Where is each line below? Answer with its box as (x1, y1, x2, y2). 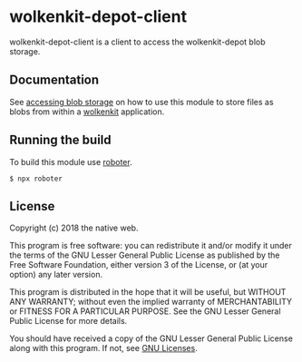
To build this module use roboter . (9, 156, 133, 167)
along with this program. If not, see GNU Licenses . (9, 343, 198, 354)
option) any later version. (9, 269, 102, 280)
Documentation (9, 73, 100, 88)
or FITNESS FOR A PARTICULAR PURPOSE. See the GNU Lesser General (9, 306, 281, 317)
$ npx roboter (9, 174, 63, 183)
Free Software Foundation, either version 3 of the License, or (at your (9, 259, 268, 270)
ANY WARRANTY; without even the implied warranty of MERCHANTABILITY (9, 297, 293, 308)
